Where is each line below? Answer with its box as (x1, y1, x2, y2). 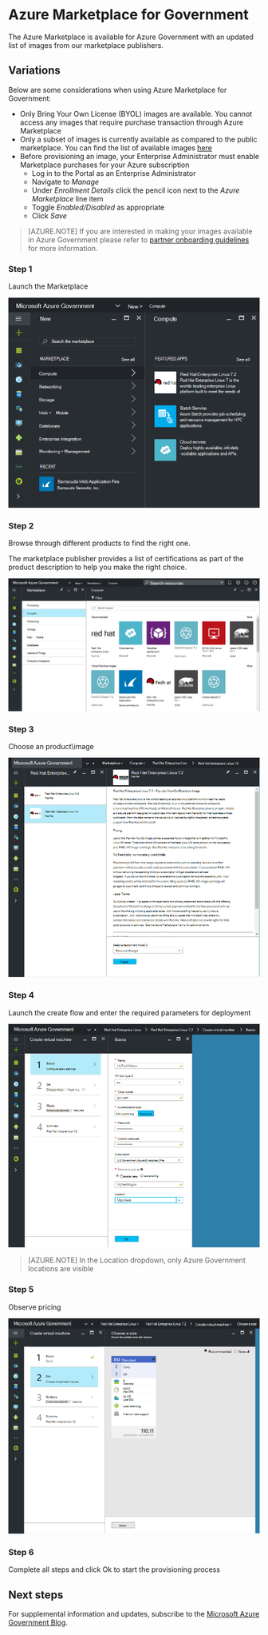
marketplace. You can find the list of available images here (19, 142, 213, 153)
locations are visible (27, 1264, 94, 1274)
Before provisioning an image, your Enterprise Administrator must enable (19, 151, 260, 161)
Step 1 (8, 263, 33, 274)
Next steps (8, 1588, 64, 1601)
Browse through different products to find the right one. (8, 538, 191, 548)
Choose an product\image (8, 742, 94, 751)
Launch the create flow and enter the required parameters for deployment (8, 1007, 251, 1017)
